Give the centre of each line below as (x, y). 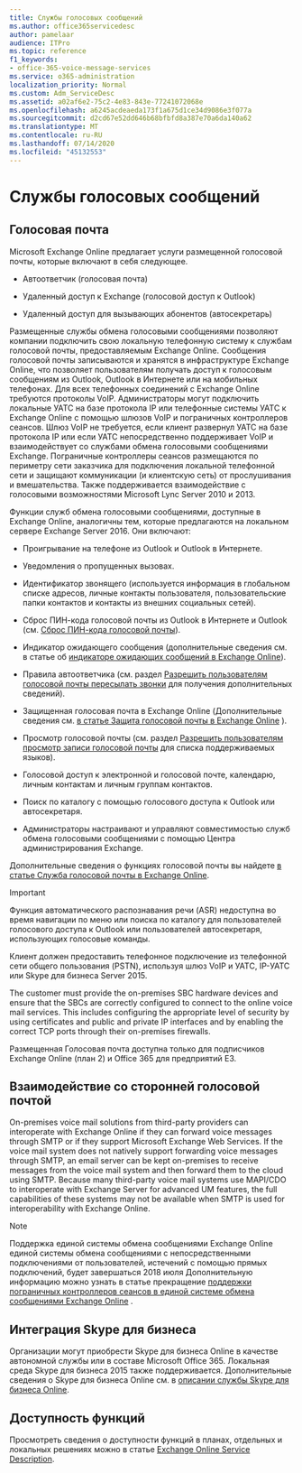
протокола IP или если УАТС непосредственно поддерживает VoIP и (142, 436)
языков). (39, 757)
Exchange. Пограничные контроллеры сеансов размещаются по (134, 456)
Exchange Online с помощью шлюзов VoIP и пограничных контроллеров (149, 417)
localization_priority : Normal (68, 85)
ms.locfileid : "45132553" (58, 152)
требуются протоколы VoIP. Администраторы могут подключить (134, 398)
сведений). (44, 693)
